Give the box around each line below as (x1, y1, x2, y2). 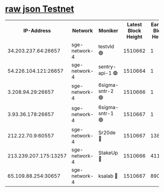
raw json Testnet (5, 3, 74, 15)
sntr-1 (98, 110, 114, 117)
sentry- (98, 64, 116, 70)
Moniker (98, 27, 119, 34)
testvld (98, 43, 114, 50)
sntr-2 (98, 87, 114, 94)
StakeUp (98, 149, 118, 156)
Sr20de (98, 129, 116, 136)
